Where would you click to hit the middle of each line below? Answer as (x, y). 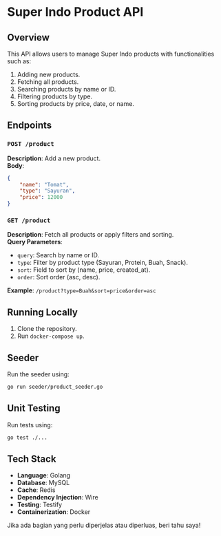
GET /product (29, 220)
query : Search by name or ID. (58, 255)
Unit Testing (34, 408)
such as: (19, 61)
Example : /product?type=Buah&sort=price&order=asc (82, 290)
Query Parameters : (35, 242)
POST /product (31, 144)
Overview (29, 37)
